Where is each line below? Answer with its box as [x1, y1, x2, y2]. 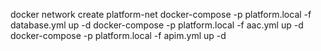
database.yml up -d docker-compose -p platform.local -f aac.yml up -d [10, 19, 304, 31]
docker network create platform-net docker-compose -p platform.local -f [10, 9, 312, 20]
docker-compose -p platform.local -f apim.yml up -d [10, 30, 227, 41]
